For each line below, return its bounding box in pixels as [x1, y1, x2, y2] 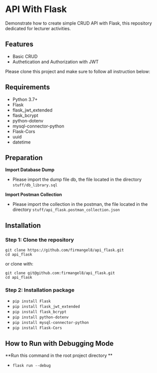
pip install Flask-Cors [12, 325, 62, 331]
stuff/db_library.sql [12, 183, 57, 188]
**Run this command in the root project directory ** [5, 352, 112, 358]
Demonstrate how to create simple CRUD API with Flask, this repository [5, 20, 152, 26]
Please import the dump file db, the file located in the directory [12, 177, 141, 183]
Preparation [5, 153, 43, 162]
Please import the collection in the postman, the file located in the [12, 201, 148, 207]
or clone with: [5, 261, 33, 267]
